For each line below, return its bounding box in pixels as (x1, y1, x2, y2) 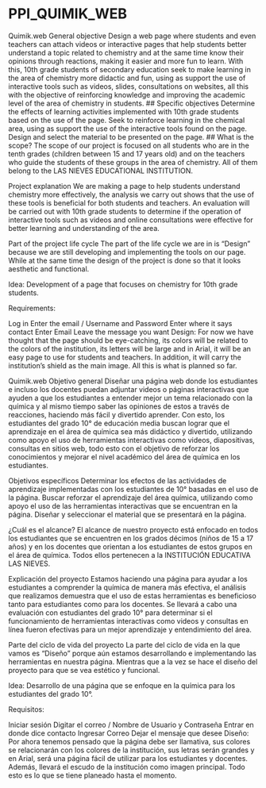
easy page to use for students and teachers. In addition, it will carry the (8, 352, 242, 362)
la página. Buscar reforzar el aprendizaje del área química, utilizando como (8, 493, 253, 502)
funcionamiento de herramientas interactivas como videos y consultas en (8, 616, 249, 625)
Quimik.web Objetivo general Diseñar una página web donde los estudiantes (8, 376, 258, 386)
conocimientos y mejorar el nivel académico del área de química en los (8, 452, 241, 461)
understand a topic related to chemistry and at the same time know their (8, 48, 245, 57)
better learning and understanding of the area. (8, 223, 160, 233)
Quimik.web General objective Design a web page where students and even (8, 31, 256, 40)
